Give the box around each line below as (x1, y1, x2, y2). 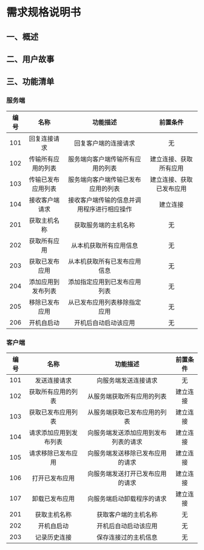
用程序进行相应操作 (76, 204, 132, 213)
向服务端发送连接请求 (96, 376, 158, 384)
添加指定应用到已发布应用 (67, 277, 141, 286)
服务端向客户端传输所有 (67, 155, 135, 163)
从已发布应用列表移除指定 (67, 298, 141, 306)
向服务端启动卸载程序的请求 (87, 494, 167, 503)
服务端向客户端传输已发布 (67, 175, 141, 184)
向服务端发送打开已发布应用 (87, 469, 167, 478)
